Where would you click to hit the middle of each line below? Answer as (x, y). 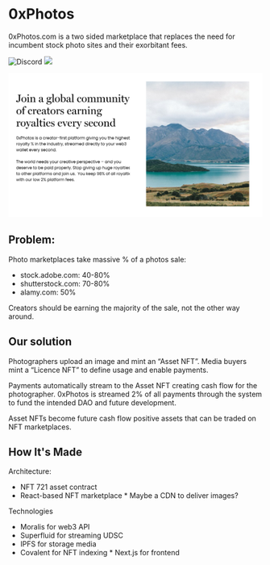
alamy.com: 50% (48, 292)
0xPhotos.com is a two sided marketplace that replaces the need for (122, 36)
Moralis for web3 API (55, 527)
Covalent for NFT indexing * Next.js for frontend (100, 553)
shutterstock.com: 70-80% (65, 283)
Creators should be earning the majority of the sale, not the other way (124, 308)
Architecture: (30, 471)
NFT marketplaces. (40, 427)
